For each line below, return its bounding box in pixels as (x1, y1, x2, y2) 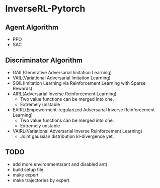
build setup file (12, 166, 44, 172)
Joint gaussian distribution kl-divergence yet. (20, 133, 114, 139)
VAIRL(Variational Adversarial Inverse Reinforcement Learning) (12, 128, 142, 134)
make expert (12, 171, 39, 178)
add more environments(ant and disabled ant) (12, 161, 108, 167)
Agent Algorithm (5, 23, 59, 32)
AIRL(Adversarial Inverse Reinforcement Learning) (12, 91, 117, 97)
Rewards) (12, 85, 33, 91)
